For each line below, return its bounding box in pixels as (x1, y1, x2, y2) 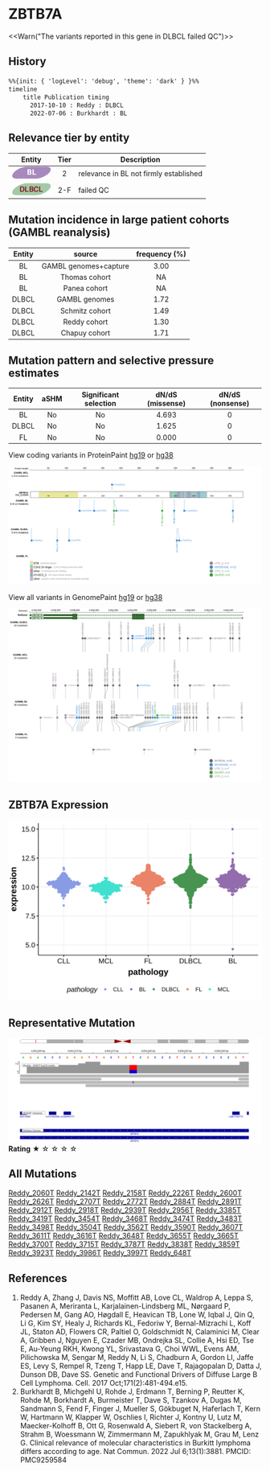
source (73, 249, 98, 259)
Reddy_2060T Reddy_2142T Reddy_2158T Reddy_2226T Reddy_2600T (8, 1188, 243, 1198)
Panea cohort (63, 283, 108, 294)
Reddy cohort (63, 317, 108, 327)
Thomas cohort (59, 272, 111, 281)
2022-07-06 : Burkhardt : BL (29, 109, 128, 117)
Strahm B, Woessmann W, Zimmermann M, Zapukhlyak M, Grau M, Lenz (19, 1429, 260, 1440)
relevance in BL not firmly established (78, 169, 203, 179)
